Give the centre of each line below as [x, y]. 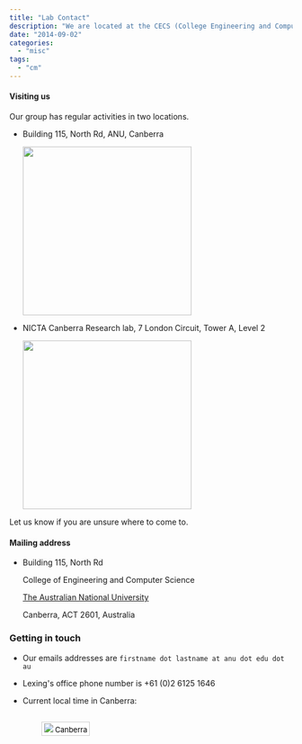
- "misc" [34, 51]
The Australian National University [85, 597]
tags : [19, 59]
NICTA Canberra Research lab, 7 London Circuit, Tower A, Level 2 [144, 328]
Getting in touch [45, 638]
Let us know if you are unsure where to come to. [99, 522]
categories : [31, 43]
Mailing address [40, 542]
